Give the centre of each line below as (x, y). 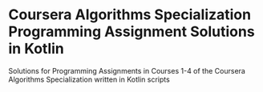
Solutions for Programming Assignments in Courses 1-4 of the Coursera (127, 70)
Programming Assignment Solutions (131, 32)
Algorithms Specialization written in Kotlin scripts (89, 79)
